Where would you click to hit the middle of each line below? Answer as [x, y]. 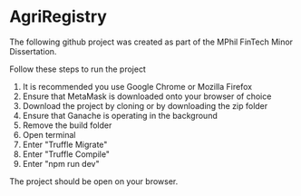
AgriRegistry [58, 17]
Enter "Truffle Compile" [66, 154]
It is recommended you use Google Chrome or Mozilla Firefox [137, 86]
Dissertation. [33, 51]
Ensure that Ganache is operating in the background [120, 115]
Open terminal [49, 134]
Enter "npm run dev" [61, 163]
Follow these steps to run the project [78, 69]
